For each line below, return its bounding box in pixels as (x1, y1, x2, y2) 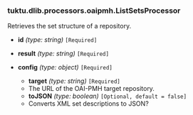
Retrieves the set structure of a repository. (7, 22, 132, 31)
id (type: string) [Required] (17, 35, 98, 44)
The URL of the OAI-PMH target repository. (28, 84, 155, 93)
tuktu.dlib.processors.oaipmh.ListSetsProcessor (7, 6, 181, 16)
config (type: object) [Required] (17, 63, 113, 72)
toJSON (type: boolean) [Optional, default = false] (28, 92, 187, 101)
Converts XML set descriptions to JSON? (28, 99, 150, 108)
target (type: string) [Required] (28, 77, 121, 85)
